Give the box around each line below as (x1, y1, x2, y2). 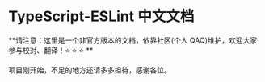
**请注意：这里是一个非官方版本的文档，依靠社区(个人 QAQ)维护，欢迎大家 (8, 35, 258, 45)
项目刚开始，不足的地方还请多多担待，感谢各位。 (8, 65, 171, 75)
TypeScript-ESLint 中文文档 (8, 7, 195, 26)
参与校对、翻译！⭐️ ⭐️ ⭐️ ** (8, 45, 94, 55)
